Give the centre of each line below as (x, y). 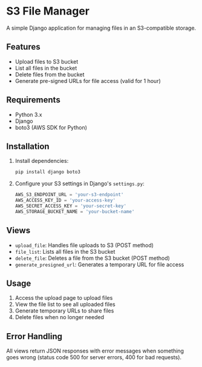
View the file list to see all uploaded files (65, 305)
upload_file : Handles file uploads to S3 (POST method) (84, 245)
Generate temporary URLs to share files (64, 311)
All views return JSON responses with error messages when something (95, 351)
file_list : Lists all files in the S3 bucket (65, 251)
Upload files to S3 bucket (47, 61)
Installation (28, 146)
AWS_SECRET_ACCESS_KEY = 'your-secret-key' (71, 206)
